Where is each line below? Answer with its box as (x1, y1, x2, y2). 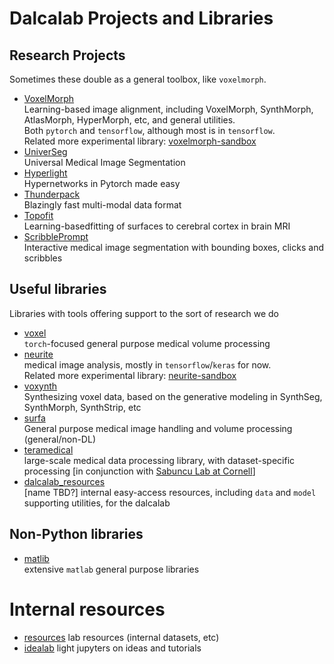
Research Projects (9, 47, 126, 64)
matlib (23, 552, 50, 564)
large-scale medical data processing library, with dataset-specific (23, 454, 296, 466)
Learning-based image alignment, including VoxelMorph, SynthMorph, (23, 103, 314, 115)
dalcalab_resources (23, 475, 106, 487)
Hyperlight (23, 167, 68, 179)
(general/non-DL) (23, 433, 96, 445)
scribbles (23, 252, 63, 264)
